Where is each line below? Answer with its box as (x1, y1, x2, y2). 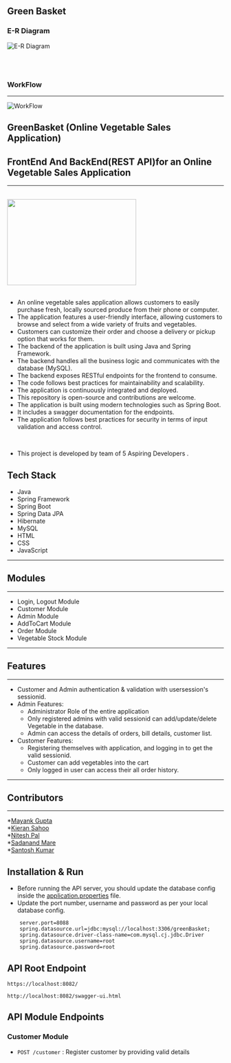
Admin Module (16, 612, 59, 620)
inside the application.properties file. (16, 891, 122, 900)
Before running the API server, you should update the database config (16, 885, 216, 893)
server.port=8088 (19, 920, 69, 927)
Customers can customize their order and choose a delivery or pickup (16, 327, 216, 336)
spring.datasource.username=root (19, 938, 115, 945)
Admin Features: (16, 699, 64, 708)
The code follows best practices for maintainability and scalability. (16, 379, 205, 387)
